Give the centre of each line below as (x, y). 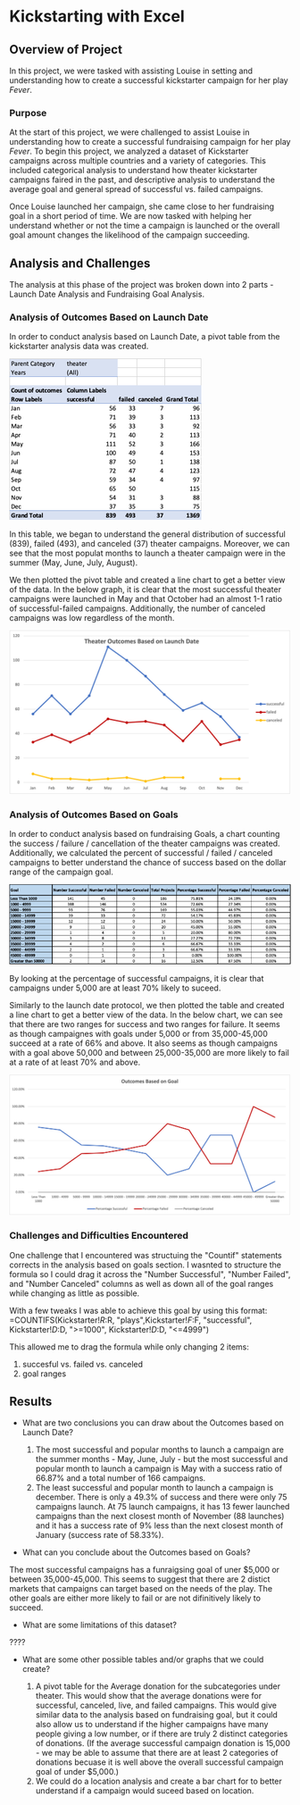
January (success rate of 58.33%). (100, 1535)
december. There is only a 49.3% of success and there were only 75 (161, 1497)
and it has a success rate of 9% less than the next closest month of (159, 1525)
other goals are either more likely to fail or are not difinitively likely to (135, 1598)
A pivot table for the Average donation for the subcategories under (158, 1686)
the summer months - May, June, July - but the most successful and (162, 1459)
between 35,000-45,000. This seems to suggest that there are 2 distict (140, 1579)
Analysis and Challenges (80, 263)
